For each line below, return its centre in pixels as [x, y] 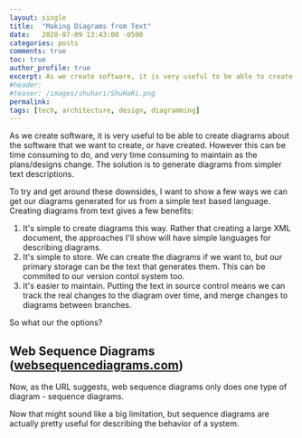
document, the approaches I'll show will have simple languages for [146, 238]
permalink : [30, 102]
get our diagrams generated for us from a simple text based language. [140, 201]
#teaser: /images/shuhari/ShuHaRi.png [82, 93]
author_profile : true [50, 69]
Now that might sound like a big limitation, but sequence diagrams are [139, 414]
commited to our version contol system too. [104, 276]
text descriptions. [42, 174]
